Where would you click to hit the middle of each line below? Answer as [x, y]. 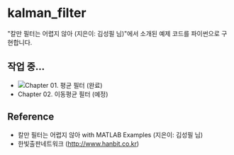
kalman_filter [47, 13]
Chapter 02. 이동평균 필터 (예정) [63, 94]
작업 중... [26, 67]
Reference [31, 117]
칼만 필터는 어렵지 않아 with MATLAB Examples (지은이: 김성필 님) [110, 134]
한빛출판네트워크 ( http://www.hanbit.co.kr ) [78, 144]
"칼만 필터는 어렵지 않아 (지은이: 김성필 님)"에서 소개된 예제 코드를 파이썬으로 [113, 33]
